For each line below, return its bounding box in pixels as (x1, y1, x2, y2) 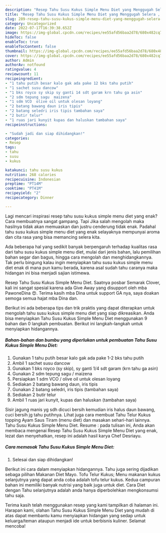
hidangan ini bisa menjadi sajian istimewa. (5, 270, 90, 276)
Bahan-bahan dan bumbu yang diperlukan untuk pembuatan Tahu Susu (5, 337, 157, 343)
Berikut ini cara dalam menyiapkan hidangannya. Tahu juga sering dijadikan (5, 466, 159, 472)
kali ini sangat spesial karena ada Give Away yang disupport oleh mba (5, 285, 147, 291)
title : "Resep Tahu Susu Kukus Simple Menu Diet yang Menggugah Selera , (5, 12, 161, 17)
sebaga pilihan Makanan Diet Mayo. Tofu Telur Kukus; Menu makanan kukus (5, 471, 161, 477)
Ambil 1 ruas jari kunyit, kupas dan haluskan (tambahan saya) (12, 397, 137, 403)
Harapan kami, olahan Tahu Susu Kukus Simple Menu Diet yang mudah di (5, 507, 155, 513)
